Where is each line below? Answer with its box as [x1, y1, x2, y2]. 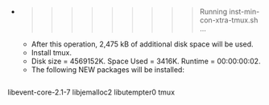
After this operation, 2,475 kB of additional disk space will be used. [31, 39, 255, 49]
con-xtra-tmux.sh [199, 15, 259, 25]
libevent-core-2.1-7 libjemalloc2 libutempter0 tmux [7, 87, 175, 97]
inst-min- [228, 7, 260, 16]
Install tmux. [31, 48, 72, 57]
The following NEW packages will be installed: [31, 65, 184, 75]
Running [199, 7, 228, 16]
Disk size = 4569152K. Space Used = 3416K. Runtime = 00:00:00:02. [31, 56, 261, 66]
